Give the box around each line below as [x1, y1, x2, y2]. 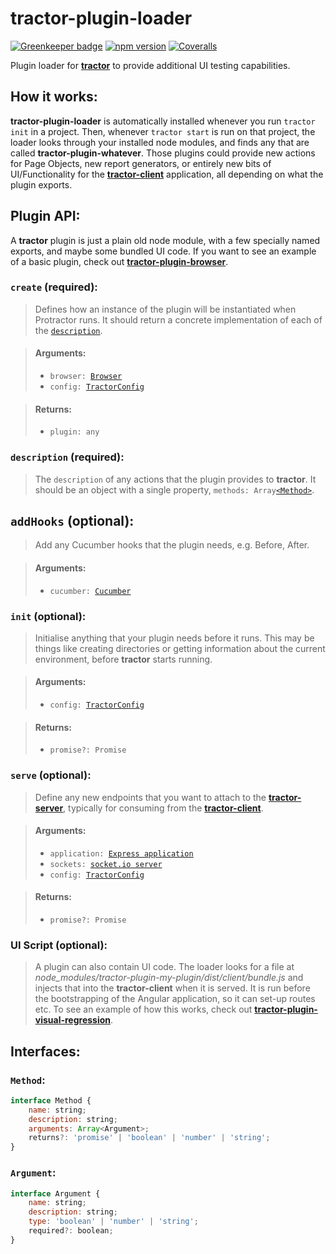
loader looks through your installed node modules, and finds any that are [10, 136, 310, 148]
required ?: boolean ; [28, 1226, 114, 1236]
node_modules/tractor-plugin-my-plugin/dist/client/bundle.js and [34, 972, 304, 984]
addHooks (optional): [10, 512, 135, 529]
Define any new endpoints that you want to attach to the [34, 791, 267, 803]
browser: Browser [49, 372, 123, 382]
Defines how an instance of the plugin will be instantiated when [34, 303, 297, 315]
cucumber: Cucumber [49, 586, 132, 596]
